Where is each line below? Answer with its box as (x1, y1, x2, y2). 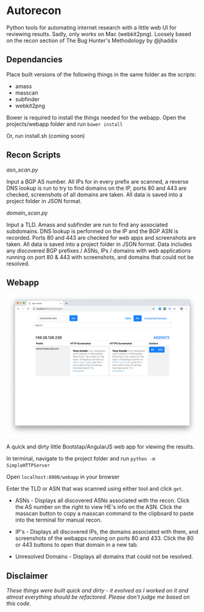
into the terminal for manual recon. (15, 516, 102, 524)
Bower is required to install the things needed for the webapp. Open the (6, 113, 186, 121)
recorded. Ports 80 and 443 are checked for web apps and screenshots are (6, 234, 196, 241)
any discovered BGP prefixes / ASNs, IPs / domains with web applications (6, 247, 191, 254)
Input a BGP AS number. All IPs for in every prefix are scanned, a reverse (6, 178, 189, 185)
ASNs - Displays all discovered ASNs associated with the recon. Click (15, 497, 190, 504)
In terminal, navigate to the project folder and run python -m (6, 455, 155, 463)
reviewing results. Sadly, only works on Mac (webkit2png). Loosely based (6, 30, 192, 37)
